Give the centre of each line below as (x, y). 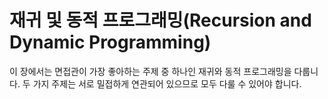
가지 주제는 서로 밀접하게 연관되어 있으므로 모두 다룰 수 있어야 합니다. (167, 83)
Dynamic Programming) (110, 42)
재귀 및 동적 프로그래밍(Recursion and (160, 20)
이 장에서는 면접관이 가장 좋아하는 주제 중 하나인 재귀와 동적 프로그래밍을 (150, 71)
